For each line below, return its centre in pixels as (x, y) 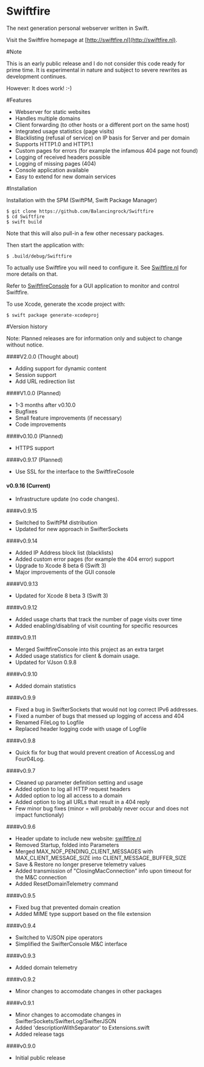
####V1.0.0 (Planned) (34, 393)
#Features (19, 100)
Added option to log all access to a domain (69, 795)
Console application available (52, 170)
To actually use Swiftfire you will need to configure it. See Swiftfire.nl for (97, 267)
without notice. (25, 345)
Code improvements (40, 424)
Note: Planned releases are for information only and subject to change (94, 338)
